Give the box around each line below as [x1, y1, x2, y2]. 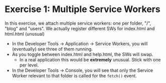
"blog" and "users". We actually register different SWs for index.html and [5, 25, 155, 31]
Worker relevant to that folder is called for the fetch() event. [12, 72, 137, 78]
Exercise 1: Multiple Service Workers [5, 4, 161, 15]
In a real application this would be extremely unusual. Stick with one [19, 56, 161, 62]
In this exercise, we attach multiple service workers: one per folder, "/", [5, 20, 151, 26]
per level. [19, 62, 39, 68]
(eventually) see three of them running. [12, 46, 93, 52]
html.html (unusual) [5, 31, 45, 37]
